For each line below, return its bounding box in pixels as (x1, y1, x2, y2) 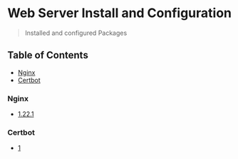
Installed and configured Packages (24, 29, 128, 37)
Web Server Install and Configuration (7, 5, 232, 21)
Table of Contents (7, 49, 89, 61)
